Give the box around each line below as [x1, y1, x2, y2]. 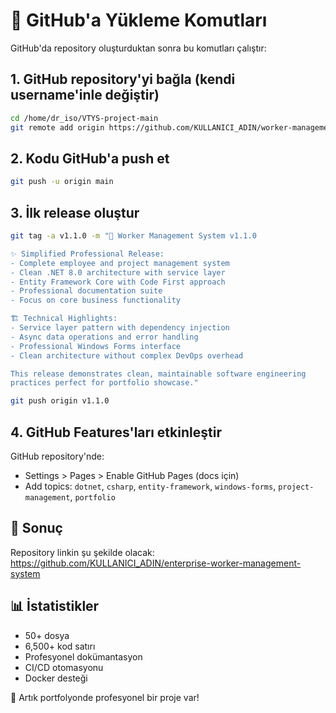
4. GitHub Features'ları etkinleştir [10, 424, 222, 441]
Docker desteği [24, 672, 88, 684]
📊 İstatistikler [10, 598, 100, 615]
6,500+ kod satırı [24, 640, 96, 652]
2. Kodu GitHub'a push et [10, 150, 170, 167]
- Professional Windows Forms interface [10, 341, 182, 351]
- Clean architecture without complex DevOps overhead [10, 350, 244, 361]
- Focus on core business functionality [10, 295, 182, 306]
